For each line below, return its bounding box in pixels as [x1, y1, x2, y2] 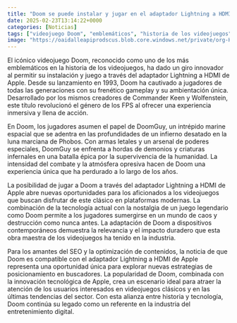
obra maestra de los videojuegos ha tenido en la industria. [7, 234, 176, 242]
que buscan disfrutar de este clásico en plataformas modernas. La [7, 196, 201, 205]
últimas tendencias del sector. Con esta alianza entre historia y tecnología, [7, 293, 224, 301]
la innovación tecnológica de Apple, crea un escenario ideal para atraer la [7, 277, 221, 286]
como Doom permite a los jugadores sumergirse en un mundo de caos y [7, 211, 217, 220]
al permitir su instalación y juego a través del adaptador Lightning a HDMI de [7, 71, 230, 80]
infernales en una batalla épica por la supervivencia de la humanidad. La [7, 153, 218, 161]
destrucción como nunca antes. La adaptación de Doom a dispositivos [7, 218, 212, 227]
